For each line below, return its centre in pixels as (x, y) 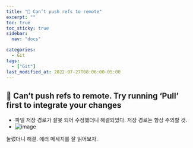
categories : (21, 50)
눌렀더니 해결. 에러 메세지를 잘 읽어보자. (52, 139)
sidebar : (17, 34)
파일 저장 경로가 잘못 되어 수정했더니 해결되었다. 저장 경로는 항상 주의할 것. (101, 120)
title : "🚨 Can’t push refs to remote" (54, 12)
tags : (13, 61)
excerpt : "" (21, 17)
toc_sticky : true (28, 28)
